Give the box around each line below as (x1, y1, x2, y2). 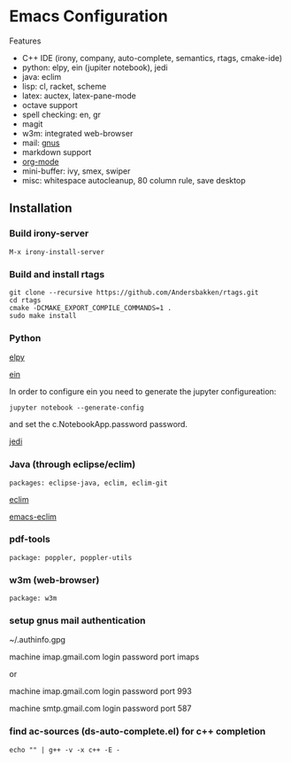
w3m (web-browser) (9, 573, 100, 586)
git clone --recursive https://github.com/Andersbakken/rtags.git (9, 288, 259, 297)
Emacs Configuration (9, 6, 168, 27)
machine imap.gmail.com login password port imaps (9, 651, 200, 662)
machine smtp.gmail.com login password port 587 (9, 703, 192, 714)
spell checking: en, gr (21, 109, 102, 120)
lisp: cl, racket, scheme (21, 81, 107, 91)
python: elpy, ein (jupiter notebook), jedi (21, 62, 168, 73)
